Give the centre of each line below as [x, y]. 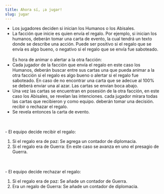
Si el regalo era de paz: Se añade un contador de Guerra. [70, 181]
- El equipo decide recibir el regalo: [40, 132]
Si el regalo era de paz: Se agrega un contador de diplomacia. [74, 141]
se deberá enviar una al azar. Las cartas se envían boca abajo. [75, 85]
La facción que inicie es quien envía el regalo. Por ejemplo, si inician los [84, 33]
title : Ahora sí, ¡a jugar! [34, 10]
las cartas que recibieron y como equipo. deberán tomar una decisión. [83, 101]
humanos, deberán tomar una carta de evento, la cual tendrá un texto [82, 39]
